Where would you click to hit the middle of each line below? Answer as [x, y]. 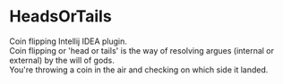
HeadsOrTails [60, 17]
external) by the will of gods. [62, 60]
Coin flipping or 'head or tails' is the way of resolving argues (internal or [142, 50]
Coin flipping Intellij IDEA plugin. [69, 41]
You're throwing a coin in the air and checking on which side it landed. [139, 70]
